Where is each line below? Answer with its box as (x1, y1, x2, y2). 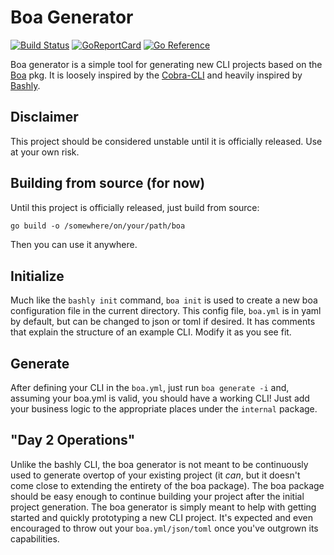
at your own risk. (10, 146, 80, 158)
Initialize (10, 267, 65, 285)
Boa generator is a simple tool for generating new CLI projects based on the (10, 58, 323, 70)
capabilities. (10, 532, 60, 545)
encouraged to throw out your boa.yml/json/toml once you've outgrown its (10, 522, 319, 534)
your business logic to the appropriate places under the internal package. (10, 403, 318, 415)
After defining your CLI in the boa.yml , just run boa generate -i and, (10, 382, 290, 394)
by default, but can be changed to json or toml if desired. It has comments (10, 316, 316, 328)
